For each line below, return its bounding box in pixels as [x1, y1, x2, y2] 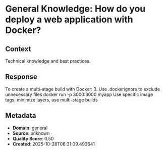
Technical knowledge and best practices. [5, 58, 91, 64]
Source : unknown [12, 130, 50, 136]
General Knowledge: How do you [5, 3, 146, 15]
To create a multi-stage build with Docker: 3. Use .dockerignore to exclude [5, 86, 160, 92]
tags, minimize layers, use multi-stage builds [5, 96, 98, 103]
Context [5, 44, 31, 53]
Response [5, 73, 38, 81]
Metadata [5, 112, 36, 120]
